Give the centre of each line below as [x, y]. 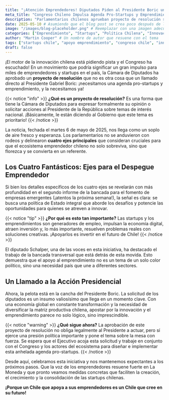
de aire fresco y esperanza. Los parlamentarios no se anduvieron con [77, 135]
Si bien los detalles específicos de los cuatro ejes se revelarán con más [79, 187]
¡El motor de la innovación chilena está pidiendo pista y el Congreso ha [79, 62]
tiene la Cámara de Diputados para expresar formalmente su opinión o [78, 104]
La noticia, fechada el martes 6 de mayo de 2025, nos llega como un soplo [82, 130]
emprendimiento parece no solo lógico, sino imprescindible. [67, 315]
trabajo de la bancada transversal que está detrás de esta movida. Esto [79, 255]
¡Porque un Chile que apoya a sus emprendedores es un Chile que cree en [84, 387]
